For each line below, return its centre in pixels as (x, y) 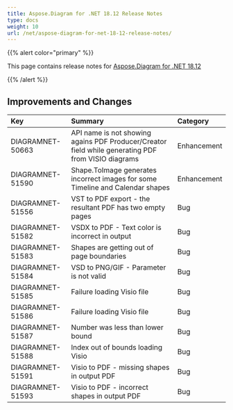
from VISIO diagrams (105, 159)
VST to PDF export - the (111, 199)
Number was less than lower (118, 327)
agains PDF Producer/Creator (119, 142)
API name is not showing (111, 133)
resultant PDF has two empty (118, 208)
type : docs (23, 20)
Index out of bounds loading (117, 347)
